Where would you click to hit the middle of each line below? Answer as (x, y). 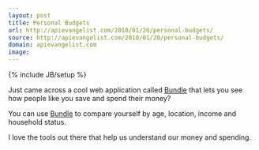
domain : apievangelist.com (53, 45)
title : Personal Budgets (49, 23)
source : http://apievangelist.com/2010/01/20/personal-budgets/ (116, 37)
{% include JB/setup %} (47, 75)
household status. (38, 122)
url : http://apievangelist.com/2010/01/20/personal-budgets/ (111, 30)
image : (19, 52)
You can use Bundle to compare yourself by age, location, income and (122, 114)
